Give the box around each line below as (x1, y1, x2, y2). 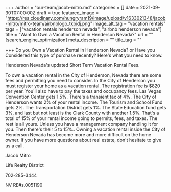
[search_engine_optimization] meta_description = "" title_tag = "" (5, 37, 142, 43)
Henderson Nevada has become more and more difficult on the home (5, 132, 152, 137)
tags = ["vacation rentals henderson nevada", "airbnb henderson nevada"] (5, 26, 162, 32)
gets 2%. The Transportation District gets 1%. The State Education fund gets (5, 105, 166, 110)
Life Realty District (5, 162, 44, 168)
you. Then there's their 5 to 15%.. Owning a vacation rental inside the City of (5, 126, 166, 132)
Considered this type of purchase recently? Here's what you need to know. (5, 52, 163, 58)
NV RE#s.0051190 (5, 182, 43, 188)
